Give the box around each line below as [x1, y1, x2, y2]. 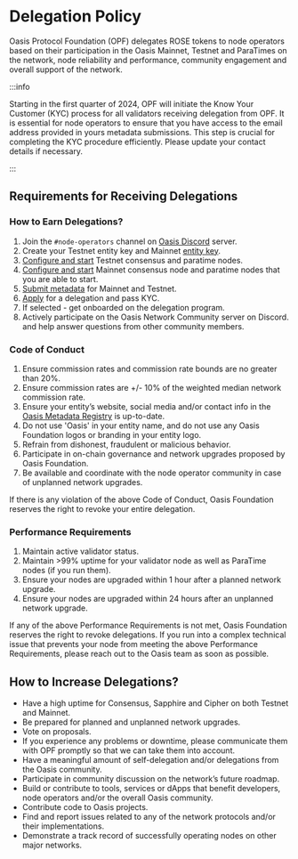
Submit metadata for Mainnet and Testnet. [21, 283, 177, 294]
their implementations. [21, 821, 105, 831]
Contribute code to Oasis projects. [21, 802, 149, 813]
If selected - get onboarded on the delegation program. [21, 302, 225, 312]
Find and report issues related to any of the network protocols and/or [21, 812, 276, 823]
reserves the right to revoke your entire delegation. [9, 503, 196, 514]
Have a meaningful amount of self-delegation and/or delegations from [21, 755, 279, 766]
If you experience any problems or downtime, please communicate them [21, 736, 288, 747]
